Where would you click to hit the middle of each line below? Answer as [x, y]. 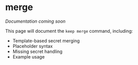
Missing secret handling [37, 51]
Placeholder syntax [33, 46]
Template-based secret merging [46, 41]
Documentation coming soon [35, 21]
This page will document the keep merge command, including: [69, 31]
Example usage [29, 56]
